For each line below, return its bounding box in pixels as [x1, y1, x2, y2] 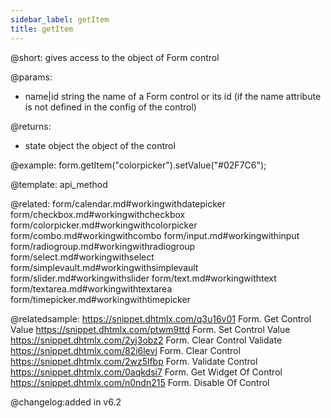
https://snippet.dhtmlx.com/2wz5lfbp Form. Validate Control [10, 355, 258, 367]
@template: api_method [10, 178, 108, 190]
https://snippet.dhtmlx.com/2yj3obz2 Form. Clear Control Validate [10, 334, 283, 346]
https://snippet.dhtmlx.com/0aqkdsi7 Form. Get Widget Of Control [10, 366, 283, 378]
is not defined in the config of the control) [24, 101, 197, 113]
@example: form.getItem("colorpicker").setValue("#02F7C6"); [10, 159, 267, 171]
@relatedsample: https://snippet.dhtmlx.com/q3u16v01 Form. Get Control [10, 312, 312, 325]
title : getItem [10, 24, 74, 34]
